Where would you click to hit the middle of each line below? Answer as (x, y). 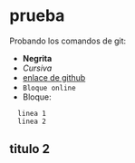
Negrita (37, 58)
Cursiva (37, 68)
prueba (37, 16)
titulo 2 (29, 149)
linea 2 (32, 121)
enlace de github (54, 77)
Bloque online (49, 88)
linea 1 (32, 113)
